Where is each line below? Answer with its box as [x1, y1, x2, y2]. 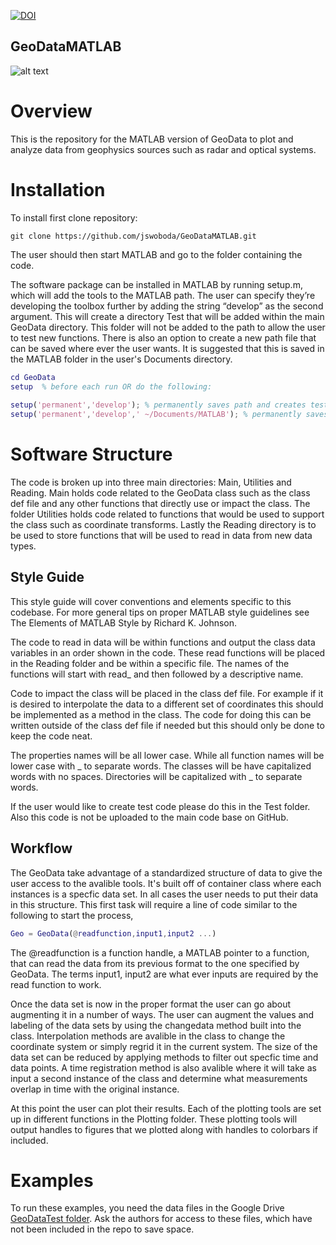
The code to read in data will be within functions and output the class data [10, 636, 316, 648]
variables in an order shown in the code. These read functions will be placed [10, 646, 326, 659]
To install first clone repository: [10, 211, 138, 224]
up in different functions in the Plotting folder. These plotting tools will [10, 1113, 298, 1125]
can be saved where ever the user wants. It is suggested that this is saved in [10, 342, 325, 354]
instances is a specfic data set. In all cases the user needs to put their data [10, 888, 319, 900]
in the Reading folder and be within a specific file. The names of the [10, 657, 290, 669]
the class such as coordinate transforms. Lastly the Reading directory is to [10, 519, 317, 530]
